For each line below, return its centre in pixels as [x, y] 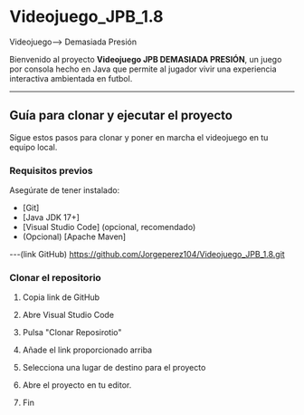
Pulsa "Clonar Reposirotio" [72, 333]
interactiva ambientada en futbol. [71, 78]
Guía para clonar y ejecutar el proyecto [121, 116]
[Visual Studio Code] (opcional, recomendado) [109, 227]
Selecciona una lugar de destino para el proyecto [114, 368]
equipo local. [33, 147]
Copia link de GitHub [61, 297]
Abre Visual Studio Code [68, 315]
